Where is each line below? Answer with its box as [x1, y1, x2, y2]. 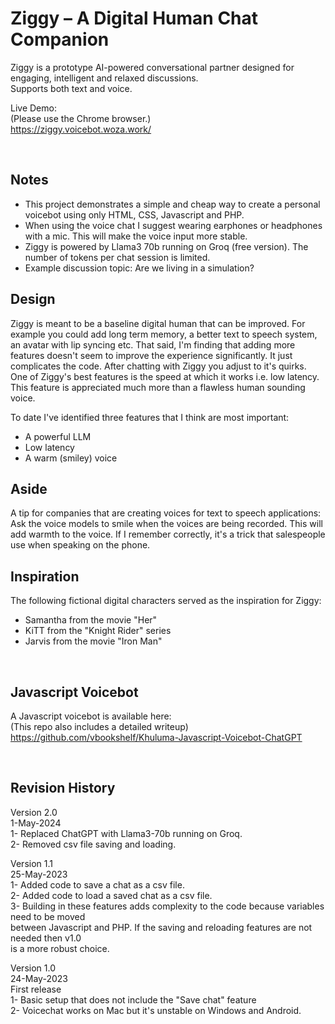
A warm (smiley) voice [24, 452, 118, 464]
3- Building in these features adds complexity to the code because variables [10, 900, 325, 912]
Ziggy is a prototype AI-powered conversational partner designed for [10, 61, 295, 73]
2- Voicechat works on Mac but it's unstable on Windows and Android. [10, 1004, 302, 1016]
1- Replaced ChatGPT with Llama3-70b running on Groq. [10, 827, 243, 839]
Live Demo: [10, 102, 57, 114]
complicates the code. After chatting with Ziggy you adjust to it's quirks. [10, 360, 307, 372]
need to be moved [10, 910, 86, 922]
